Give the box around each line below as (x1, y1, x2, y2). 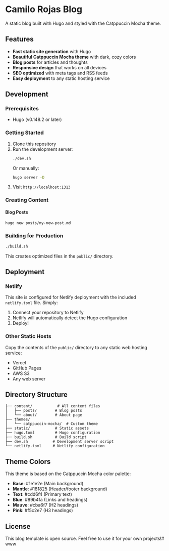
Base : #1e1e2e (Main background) (12, 481, 84, 487)
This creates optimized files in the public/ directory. (5, 253, 114, 259)
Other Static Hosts (5, 333, 51, 340)
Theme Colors (5, 457, 51, 466)
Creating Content (5, 196, 49, 203)
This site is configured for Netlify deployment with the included (5, 294, 136, 301)
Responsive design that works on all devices (12, 64, 107, 70)
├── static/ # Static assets (5, 426, 89, 431)
